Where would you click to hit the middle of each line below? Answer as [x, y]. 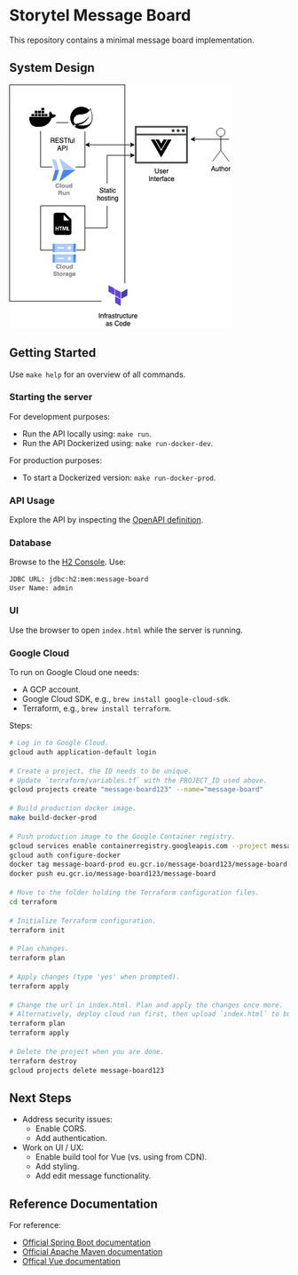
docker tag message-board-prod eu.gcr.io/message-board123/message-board [149, 865]
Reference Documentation [83, 1204]
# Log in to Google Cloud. [59, 743]
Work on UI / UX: [53, 1148]
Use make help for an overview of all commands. [98, 374]
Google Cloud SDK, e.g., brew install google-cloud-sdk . [126, 699]
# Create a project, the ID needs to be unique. [101, 771]
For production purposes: [56, 460]
